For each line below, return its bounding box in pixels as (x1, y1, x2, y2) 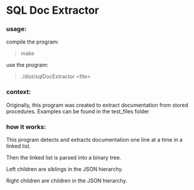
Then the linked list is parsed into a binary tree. (6, 154, 121, 161)
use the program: (6, 61, 49, 68)
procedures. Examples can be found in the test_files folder (6, 108, 149, 115)
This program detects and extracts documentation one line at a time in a (6, 136, 183, 144)
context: (6, 88, 32, 96)
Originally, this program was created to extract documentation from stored (6, 101, 189, 108)
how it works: (6, 123, 46, 131)
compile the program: (6, 38, 60, 45)
